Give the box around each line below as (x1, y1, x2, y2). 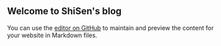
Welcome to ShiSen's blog (7, 5, 122, 17)
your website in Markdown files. (7, 31, 97, 39)
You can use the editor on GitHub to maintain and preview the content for (7, 23, 214, 32)
